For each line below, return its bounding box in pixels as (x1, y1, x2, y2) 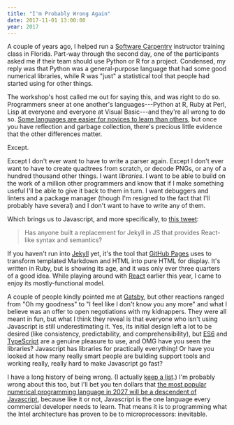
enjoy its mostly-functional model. (7, 279, 105, 288)
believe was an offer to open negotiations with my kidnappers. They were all (7, 308, 227, 316)
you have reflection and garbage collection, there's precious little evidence (7, 123, 223, 131)
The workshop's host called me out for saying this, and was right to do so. (7, 93, 221, 101)
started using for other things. (7, 80, 93, 88)
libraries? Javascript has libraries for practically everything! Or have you (7, 345, 214, 353)
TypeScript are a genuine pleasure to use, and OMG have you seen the (7, 337, 212, 345)
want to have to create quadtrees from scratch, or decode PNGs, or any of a (7, 165, 227, 173)
